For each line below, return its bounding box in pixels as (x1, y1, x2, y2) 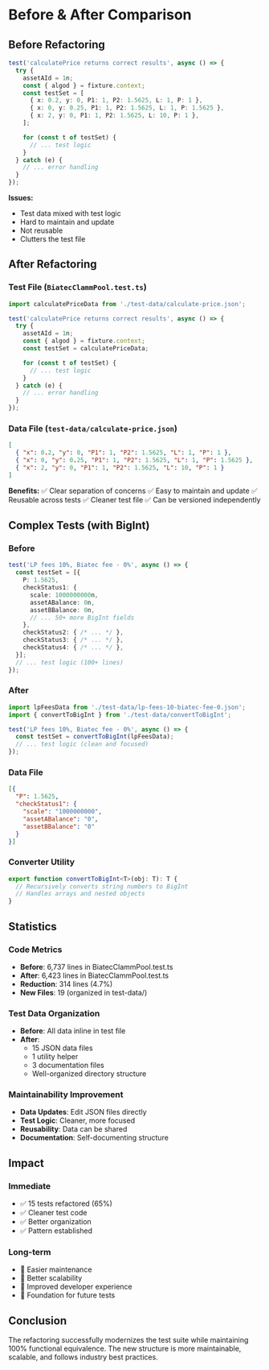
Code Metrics (8, 944, 63, 955)
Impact (8, 1156, 44, 1169)
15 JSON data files (31, 1043, 94, 1053)
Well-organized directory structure (31, 1069, 147, 1078)
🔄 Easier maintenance (19, 1264, 92, 1274)
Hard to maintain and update (19, 217, 115, 226)
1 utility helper (31, 1052, 79, 1062)
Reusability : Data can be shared (19, 1124, 128, 1134)
